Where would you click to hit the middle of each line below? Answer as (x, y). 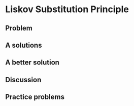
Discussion (23, 80)
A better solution (32, 63)
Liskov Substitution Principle (67, 9)
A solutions (24, 45)
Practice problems (35, 97)
